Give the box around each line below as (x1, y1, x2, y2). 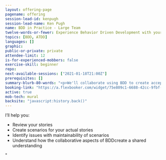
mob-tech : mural (5, 94, 39, 99)
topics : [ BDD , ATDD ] (5, 35, 48, 40)
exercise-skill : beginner (5, 62, 58, 67)
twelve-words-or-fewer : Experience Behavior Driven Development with (5, 30, 152, 35)
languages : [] (5, 39, 35, 44)
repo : (5, 67, 16, 72)
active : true (5, 90, 32, 95)
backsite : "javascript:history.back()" (5, 99, 87, 104)
